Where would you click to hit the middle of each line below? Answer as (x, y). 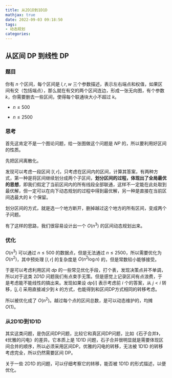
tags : (11, 24)
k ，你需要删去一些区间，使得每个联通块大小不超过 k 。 (62, 97)
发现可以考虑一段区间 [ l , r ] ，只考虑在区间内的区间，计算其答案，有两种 (80, 171)
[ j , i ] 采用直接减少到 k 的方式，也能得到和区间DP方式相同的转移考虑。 (87, 289)
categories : (18, 34)
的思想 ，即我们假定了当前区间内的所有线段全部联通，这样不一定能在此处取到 (86, 184)
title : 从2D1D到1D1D (26, 10)
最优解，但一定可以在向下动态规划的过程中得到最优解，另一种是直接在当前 (84, 191)
